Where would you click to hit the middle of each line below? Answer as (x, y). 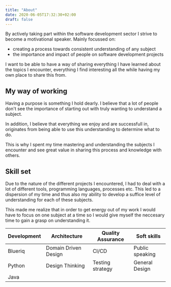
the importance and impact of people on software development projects (88, 54)
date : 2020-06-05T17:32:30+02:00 (41, 15)
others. (13, 155)
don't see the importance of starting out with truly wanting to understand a (83, 109)
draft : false (19, 19)
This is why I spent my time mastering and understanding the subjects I (80, 145)
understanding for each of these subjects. (49, 200)
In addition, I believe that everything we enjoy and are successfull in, (77, 124)
